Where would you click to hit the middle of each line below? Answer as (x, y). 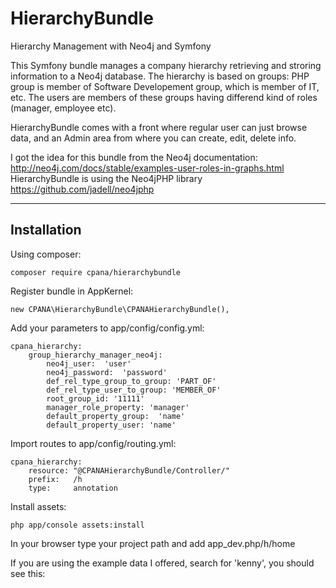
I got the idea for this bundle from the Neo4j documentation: (134, 157)
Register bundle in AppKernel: (72, 291)
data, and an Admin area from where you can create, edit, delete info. (153, 138)
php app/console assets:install (77, 525)
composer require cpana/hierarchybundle (96, 272)
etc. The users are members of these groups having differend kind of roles (164, 97)
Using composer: (46, 254)
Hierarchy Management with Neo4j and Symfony (111, 46)
